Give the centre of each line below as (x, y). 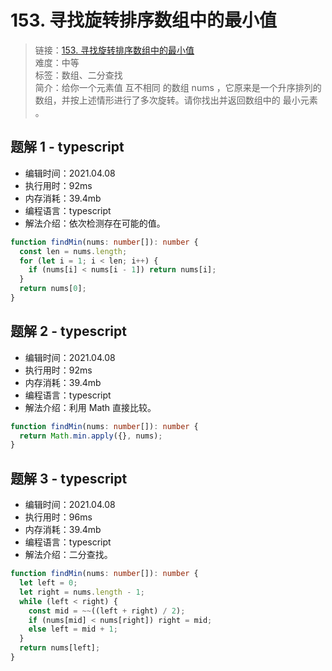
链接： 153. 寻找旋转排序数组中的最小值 (114, 50)
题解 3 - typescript (69, 478)
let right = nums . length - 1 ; (82, 592)
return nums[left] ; (60, 648)
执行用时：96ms (58, 517)
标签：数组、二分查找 (78, 75)
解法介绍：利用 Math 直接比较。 (90, 407)
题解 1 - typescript (67, 147)
